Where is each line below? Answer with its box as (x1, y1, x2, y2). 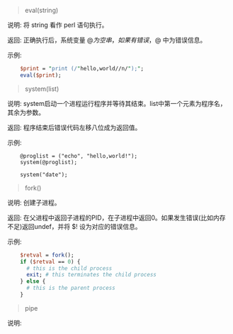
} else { (20, 278, 46, 285)
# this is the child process (25, 264, 113, 272)
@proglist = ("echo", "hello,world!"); (20, 152, 138, 159)
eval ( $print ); (20, 71, 62, 79)
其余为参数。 (7, 108, 45, 117)
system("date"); (20, 171, 69, 178)
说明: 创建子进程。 (7, 198, 61, 207)
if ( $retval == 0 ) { (20, 258, 81, 265)
